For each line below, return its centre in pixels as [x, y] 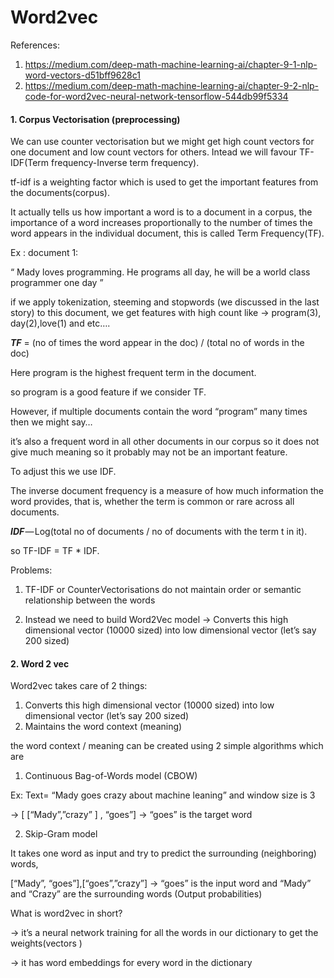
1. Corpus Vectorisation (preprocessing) [95, 119]
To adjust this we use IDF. [63, 472]
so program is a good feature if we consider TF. [108, 392]
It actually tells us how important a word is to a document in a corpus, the [161, 212]
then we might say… [51, 422]
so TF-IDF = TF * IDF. [55, 551]
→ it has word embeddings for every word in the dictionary [131, 963]
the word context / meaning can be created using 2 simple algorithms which [167, 746]
